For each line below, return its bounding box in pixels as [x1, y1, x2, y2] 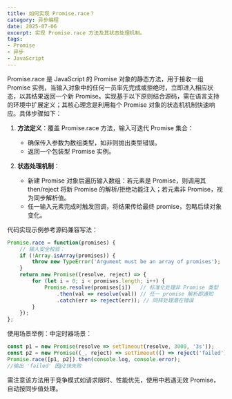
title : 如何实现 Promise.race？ [7, 10, 95, 17]
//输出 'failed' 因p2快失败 [7, 362, 81, 369]
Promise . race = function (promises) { [7, 239, 116, 246]
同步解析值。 [33, 194, 70, 202]
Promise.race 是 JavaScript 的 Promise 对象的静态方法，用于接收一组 [7, 74, 204, 83]
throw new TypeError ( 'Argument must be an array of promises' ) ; [32, 258, 221, 265]
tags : [7, 36, 23, 43]
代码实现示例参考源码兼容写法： [7, 225, 98, 234]
